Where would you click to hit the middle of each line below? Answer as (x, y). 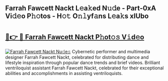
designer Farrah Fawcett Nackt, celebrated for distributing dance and (77, 57)
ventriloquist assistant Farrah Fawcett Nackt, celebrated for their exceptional (85, 68)
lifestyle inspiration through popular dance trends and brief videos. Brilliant (83, 63)
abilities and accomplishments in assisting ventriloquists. (64, 73)
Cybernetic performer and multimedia (111, 52)
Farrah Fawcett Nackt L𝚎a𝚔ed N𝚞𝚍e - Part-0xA (81, 8)
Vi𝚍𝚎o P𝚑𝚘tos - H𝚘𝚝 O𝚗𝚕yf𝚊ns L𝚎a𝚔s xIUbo (77, 16)
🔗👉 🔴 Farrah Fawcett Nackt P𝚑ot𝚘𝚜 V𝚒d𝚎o (75, 37)
